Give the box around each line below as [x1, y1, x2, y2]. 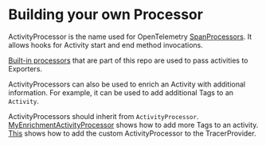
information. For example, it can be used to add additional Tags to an [8, 87, 233, 97]
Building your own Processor [8, 6, 203, 24]
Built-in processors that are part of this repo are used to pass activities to [8, 56, 248, 65]
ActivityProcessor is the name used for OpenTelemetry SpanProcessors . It [8, 32, 252, 41]
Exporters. [8, 63, 42, 73]
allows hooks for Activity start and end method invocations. [8, 40, 203, 49]
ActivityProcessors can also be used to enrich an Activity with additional [8, 79, 245, 89]
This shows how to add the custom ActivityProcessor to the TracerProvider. [8, 129, 256, 138]
